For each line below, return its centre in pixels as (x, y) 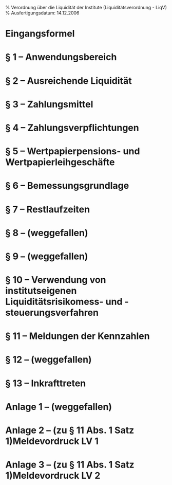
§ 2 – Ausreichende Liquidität (69, 80)
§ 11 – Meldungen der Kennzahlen (78, 336)
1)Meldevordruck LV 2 (53, 476)
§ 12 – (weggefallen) (49, 360)
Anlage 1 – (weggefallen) (59, 407)
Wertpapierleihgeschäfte (60, 162)
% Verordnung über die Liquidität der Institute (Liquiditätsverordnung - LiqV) (86, 7)
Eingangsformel (40, 34)
